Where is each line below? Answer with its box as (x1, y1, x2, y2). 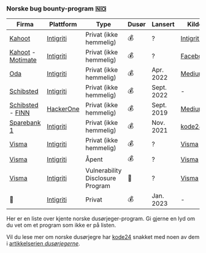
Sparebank (9, 118, 41, 127)
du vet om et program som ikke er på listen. (6, 222, 116, 229)
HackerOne (47, 105, 80, 113)
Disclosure (85, 174, 116, 183)
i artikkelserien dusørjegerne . (6, 240, 81, 247)
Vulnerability (85, 167, 122, 175)
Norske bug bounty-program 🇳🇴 (6, 4, 107, 13)
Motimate (9, 56, 37, 64)
